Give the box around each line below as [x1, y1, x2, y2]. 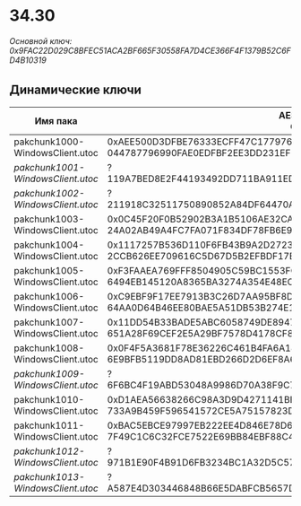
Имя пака [34, 114, 78, 126]
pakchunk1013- [13, 470, 85, 483]
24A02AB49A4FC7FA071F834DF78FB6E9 [107, 223, 293, 236]
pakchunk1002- [13, 187, 85, 199]
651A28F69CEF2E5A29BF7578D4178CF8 [107, 327, 294, 339]
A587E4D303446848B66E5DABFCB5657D [107, 482, 296, 494]
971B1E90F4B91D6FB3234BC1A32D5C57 [107, 456, 296, 468]
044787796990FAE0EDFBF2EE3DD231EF [107, 146, 291, 159]
